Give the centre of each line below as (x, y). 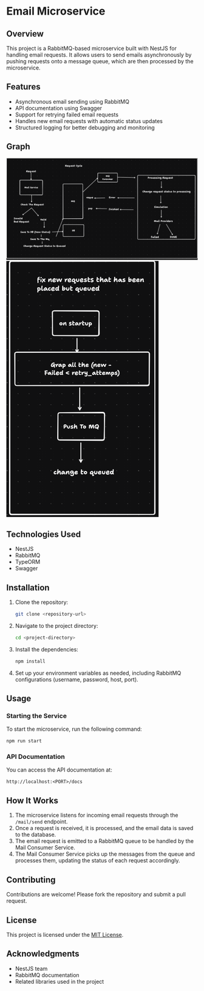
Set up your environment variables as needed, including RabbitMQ (98, 673)
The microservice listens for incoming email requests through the (97, 815)
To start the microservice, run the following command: (74, 729)
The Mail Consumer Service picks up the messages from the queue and (105, 854)
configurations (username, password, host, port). (76, 679)
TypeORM (28, 562)
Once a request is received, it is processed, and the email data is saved (104, 828)
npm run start (24, 741)
